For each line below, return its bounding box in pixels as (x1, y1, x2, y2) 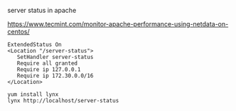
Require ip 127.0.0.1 (16, 66, 81, 73)
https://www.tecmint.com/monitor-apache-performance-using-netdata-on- (7, 20, 229, 28)
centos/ (7, 28, 30, 36)
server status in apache (7, 6, 77, 14)
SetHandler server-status (16, 53, 94, 60)
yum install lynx (7, 91, 59, 98)
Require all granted (16, 60, 78, 67)
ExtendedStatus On (7, 41, 62, 48)
